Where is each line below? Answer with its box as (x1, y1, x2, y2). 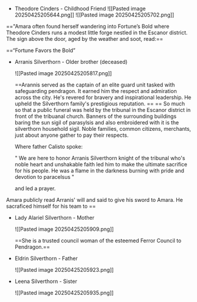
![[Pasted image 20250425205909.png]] (14, 226, 114, 233)
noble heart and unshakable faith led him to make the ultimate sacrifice (14, 161, 188, 168)
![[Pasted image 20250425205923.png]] (14, 266, 114, 273)
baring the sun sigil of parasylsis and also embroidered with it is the (14, 119, 179, 126)
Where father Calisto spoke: (14, 143, 83, 150)
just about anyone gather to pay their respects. (14, 131, 129, 139)
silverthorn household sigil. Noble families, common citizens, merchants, (14, 126, 192, 132)
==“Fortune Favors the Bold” (6, 47, 75, 54)
